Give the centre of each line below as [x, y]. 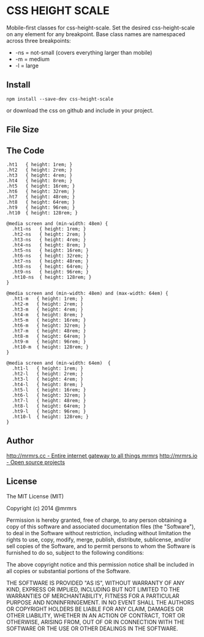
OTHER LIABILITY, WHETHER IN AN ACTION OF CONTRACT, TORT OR [96, 615]
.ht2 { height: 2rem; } [39, 170]
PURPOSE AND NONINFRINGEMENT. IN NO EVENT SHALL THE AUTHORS [100, 602]
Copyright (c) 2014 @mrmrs [42, 508]
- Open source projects [36, 462]
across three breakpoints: [39, 40]
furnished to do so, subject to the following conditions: [75, 552]
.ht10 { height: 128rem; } [42, 213]
